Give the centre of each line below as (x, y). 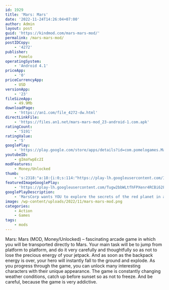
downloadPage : (20, 108)
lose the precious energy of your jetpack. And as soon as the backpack (79, 255)
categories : (18, 206)
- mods (21, 225)
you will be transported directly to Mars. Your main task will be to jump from (84, 244)
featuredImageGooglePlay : (32, 183)
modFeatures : (19, 164)
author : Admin (20, 24)
